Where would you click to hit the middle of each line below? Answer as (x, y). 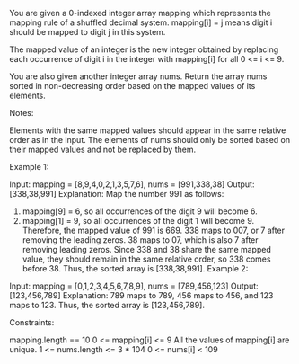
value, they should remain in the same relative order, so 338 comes (146, 259)
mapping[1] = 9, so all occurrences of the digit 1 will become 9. (138, 221)
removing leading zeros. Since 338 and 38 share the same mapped (146, 249)
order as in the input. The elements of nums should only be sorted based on (149, 140)
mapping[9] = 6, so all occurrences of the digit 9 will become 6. (140, 211)
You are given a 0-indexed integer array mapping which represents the (140, 13)
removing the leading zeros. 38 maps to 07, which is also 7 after (140, 240)
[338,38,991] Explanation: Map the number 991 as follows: (117, 194)
